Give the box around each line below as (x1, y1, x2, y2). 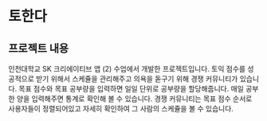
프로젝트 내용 (8, 41, 69, 55)
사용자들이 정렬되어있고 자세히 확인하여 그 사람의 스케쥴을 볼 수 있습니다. (8, 104, 234, 113)
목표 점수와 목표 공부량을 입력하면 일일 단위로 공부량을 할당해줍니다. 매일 (18, 84, 245, 93)
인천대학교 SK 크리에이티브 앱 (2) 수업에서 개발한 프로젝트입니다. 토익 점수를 (8, 64, 245, 73)
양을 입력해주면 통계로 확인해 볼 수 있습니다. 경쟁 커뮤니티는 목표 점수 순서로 (16, 94, 253, 103)
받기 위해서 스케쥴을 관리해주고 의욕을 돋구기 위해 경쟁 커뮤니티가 (35, 74, 238, 84)
